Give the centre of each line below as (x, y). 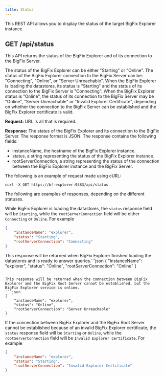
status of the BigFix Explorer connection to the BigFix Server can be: (74, 76)
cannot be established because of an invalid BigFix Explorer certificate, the (81, 328)
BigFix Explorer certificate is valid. (39, 112)
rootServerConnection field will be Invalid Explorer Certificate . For (75, 338)
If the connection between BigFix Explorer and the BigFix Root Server (75, 322)
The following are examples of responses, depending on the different (75, 194)
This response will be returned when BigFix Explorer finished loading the (78, 255)
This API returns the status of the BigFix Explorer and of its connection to (79, 56)
